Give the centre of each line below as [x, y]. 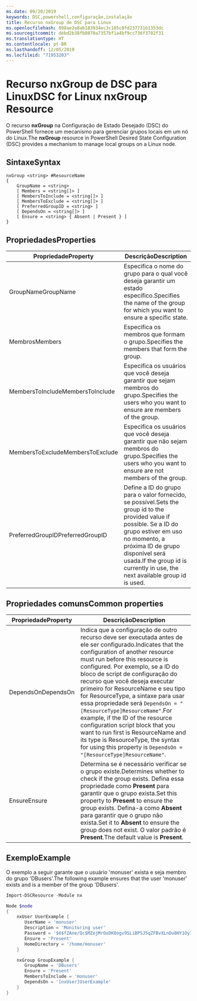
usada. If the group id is [155, 561]
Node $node [19, 906]
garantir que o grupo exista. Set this [128, 793]
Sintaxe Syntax [33, 162]
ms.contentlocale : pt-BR [36, 45]
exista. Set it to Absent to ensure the [130, 823]
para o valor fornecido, [155, 495]
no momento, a [144, 539]
